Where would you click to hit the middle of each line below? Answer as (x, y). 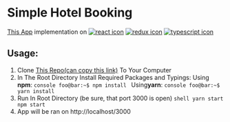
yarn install (36, 91)
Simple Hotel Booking (70, 13)
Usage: (23, 53)
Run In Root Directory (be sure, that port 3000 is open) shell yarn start (120, 98)
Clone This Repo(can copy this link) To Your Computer (94, 70)
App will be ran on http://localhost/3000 (74, 111)
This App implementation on (47, 32)
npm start (31, 105)
